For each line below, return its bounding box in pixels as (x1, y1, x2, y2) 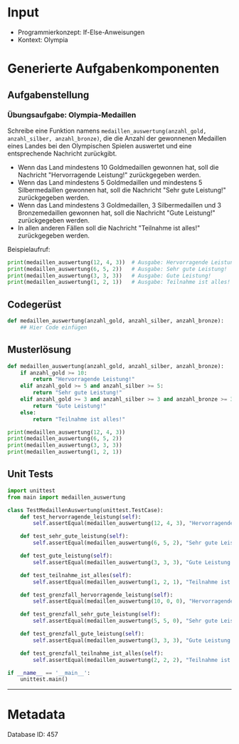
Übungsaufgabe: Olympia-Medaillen (7, 110, 137, 120)
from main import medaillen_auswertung (7, 494, 126, 501)
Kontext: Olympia (17, 35, 69, 44)
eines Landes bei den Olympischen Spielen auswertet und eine (7, 141, 192, 150)
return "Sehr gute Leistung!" (33, 389, 122, 397)
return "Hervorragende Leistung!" (33, 376, 135, 383)
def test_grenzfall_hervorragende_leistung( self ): (20, 591, 174, 598)
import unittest (7, 486, 55, 494)
